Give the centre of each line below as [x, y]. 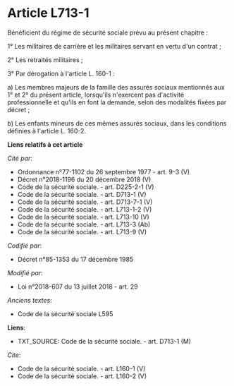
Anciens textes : [30, 300]
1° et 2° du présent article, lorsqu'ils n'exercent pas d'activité [96, 95]
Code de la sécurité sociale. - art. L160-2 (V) [82, 376]
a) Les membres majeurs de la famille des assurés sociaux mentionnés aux [116, 87]
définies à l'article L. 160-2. [47, 131]
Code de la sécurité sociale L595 [65, 314]
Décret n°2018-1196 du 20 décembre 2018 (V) [84, 179]
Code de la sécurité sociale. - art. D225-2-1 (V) [86, 187]
